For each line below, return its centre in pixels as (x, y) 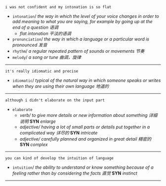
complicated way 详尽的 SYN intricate (59, 133)
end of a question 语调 (35, 27)
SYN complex (34, 145)
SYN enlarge (42, 121)
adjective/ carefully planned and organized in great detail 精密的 (85, 139)
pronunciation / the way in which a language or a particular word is (81, 39)
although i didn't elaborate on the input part (55, 100)
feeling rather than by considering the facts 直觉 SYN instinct (75, 173)
